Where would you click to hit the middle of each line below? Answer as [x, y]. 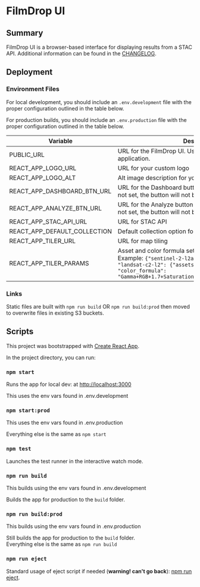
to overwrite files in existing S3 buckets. [55, 313]
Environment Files [33, 89]
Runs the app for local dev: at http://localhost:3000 [69, 384]
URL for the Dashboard [150, 187]
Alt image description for [152, 178]
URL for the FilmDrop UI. [151, 151]
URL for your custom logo [153, 168]
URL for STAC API [142, 221]
